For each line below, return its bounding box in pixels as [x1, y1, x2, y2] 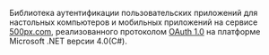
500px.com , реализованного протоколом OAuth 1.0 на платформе [9, 27, 261, 36]
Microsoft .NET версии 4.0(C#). [9, 35, 127, 46]
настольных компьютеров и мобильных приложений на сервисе [9, 17, 258, 27]
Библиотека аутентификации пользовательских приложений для [9, 8, 258, 18]
